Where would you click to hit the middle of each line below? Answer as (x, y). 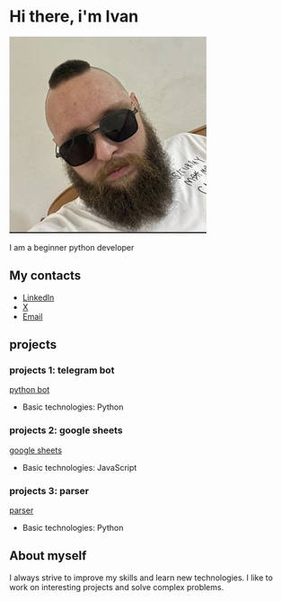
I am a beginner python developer (72, 247)
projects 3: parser (49, 491)
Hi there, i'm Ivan (74, 17)
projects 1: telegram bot (62, 370)
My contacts (45, 276)
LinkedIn (38, 297)
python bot (30, 390)
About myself (48, 556)
